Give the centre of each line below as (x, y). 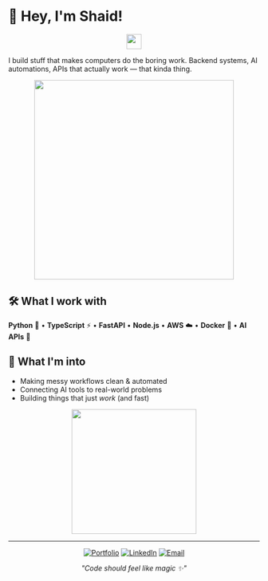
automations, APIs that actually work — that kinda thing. (100, 69)
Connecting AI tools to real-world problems (91, 389)
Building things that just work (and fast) (85, 397)
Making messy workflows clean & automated (93, 381)
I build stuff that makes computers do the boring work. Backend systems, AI (133, 60)
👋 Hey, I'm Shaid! (66, 16)
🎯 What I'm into (47, 362)
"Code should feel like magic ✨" (134, 568)
